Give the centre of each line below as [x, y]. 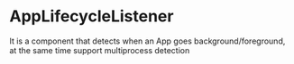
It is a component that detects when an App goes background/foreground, [147, 41]
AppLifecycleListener [92, 16]
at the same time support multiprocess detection [100, 50]
